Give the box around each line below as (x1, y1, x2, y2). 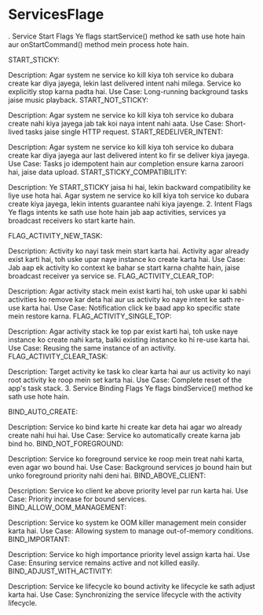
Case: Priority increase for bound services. (8, 494, 147, 504)
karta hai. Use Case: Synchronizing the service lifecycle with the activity (8, 590, 242, 599)
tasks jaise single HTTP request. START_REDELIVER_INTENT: (25, 127, 224, 136)
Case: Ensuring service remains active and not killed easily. (8, 558, 200, 567)
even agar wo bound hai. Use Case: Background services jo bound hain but (8, 462, 253, 471)
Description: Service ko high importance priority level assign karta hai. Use (8, 549, 250, 559)
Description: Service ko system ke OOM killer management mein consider (8, 518, 247, 527)
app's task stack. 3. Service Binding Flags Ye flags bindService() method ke (8, 383, 254, 393)
